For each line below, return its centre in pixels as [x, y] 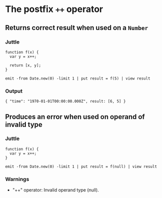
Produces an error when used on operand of [75, 117]
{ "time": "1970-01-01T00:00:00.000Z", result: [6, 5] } [66, 101]
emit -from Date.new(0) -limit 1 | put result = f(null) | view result [81, 166]
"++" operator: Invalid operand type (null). [56, 190]
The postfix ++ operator [54, 9]
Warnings [17, 179]
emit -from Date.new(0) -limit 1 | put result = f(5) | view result [78, 78]
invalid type [24, 124]
